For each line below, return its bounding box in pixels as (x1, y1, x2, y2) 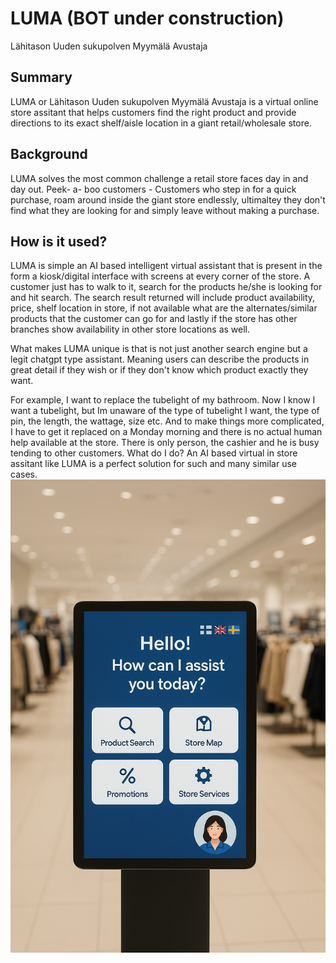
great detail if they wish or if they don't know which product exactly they (10, 364, 309, 376)
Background (10, 146, 88, 163)
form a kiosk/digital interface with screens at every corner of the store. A (10, 270, 311, 282)
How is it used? (10, 233, 108, 250)
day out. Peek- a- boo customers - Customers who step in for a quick (10, 183, 297, 195)
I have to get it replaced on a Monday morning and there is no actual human (10, 426, 323, 438)
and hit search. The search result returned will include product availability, (10, 292, 316, 304)
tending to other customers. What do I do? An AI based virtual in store (10, 447, 298, 459)
